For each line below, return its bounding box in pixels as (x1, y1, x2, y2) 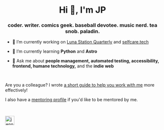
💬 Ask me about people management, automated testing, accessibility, (12, 58, 160, 64)
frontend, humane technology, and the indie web (12, 63, 114, 69)
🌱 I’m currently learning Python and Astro (12, 48, 97, 54)
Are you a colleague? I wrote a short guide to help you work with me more (5, 82, 155, 88)
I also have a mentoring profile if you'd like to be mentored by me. (5, 97, 138, 103)
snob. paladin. (65, 28, 100, 35)
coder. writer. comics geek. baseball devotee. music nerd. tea (7, 22, 158, 29)
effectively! (5, 87, 28, 93)
